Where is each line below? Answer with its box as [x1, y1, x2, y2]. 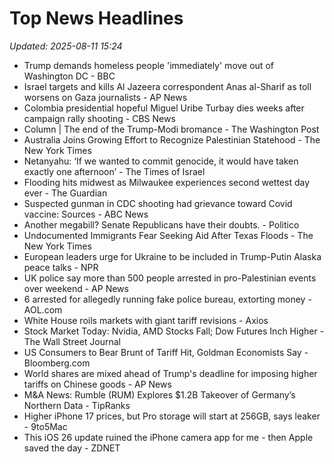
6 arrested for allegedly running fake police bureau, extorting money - [23, 293, 312, 305]
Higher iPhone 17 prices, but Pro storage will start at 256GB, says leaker [23, 410, 321, 422]
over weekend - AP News [23, 282, 129, 294]
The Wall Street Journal [23, 335, 121, 347]
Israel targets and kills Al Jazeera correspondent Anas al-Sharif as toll [23, 80, 312, 92]
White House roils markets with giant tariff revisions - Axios [23, 314, 269, 326]
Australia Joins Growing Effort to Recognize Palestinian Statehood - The [23, 133, 321, 146]
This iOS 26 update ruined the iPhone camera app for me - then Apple [23, 431, 314, 443]
